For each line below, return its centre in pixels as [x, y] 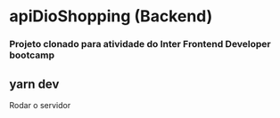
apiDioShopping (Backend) [111, 16]
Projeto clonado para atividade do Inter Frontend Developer [140, 44]
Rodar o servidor [40, 105]
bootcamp [32, 55]
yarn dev [34, 84]
